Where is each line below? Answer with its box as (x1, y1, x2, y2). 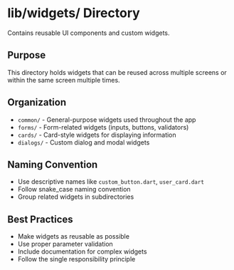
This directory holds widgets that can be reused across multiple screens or (7, 68, 228, 76)
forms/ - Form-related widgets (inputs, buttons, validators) (17, 123, 189, 131)
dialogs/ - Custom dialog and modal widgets (17, 137, 150, 147)
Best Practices (7, 213, 73, 225)
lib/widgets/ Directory (7, 5, 140, 21)
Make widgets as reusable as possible (17, 232, 130, 241)
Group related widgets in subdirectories (17, 192, 134, 201)
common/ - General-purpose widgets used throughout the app (17, 115, 196, 124)
